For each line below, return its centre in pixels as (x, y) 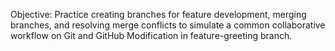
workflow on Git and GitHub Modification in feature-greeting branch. (151, 35)
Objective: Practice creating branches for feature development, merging (158, 14)
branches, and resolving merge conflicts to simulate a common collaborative (168, 25)
